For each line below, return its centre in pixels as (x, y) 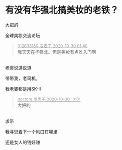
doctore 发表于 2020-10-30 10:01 (49, 99)
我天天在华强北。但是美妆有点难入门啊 (57, 52)
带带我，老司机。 (23, 78)
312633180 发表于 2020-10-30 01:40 (53, 46)
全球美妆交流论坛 (23, 35)
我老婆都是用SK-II (23, 89)
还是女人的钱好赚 (23, 142)
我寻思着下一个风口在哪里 (31, 132)
